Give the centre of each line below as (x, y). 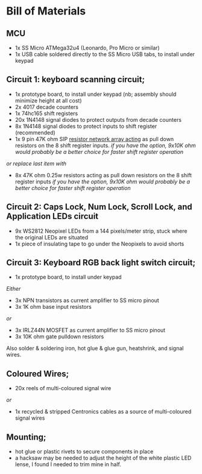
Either (14, 289)
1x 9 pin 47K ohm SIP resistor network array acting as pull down (94, 139)
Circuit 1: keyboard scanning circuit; (76, 80)
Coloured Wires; (38, 374)
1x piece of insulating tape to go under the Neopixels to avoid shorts (99, 244)
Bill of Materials (46, 11)
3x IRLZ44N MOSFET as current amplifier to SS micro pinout (90, 330)
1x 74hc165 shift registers (46, 113)
